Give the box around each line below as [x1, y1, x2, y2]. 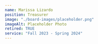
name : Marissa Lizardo [5, 7, 53, 13]
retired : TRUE [5, 26, 35, 31]
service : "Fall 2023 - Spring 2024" [5, 31, 83, 36]
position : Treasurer [5, 12, 49, 17]
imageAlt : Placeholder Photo [5, 21, 67, 27]
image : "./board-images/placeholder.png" [5, 17, 94, 22]
